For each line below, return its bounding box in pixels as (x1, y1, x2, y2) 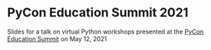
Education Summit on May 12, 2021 (7, 34, 107, 42)
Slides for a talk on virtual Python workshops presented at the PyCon (7, 27, 204, 36)
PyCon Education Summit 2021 (7, 5, 189, 21)
